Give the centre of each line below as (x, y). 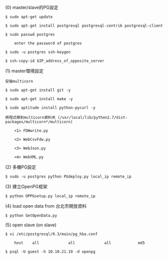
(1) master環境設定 (24, 71)
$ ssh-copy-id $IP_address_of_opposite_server (55, 61)
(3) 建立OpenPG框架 (26, 187)
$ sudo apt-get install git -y (38, 90)
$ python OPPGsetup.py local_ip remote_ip (50, 196)
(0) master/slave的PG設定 (32, 7)
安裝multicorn (19, 81)
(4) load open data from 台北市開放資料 (46, 206)
